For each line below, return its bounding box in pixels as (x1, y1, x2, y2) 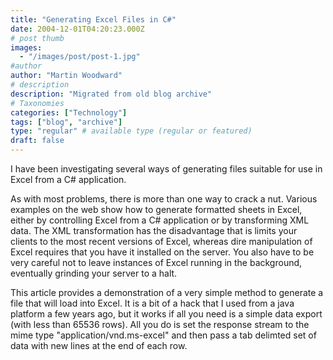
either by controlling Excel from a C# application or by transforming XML (10, 214, 310, 226)
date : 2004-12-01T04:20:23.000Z (10, 24, 145, 34)
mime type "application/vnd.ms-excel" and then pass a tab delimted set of (10, 329, 317, 341)
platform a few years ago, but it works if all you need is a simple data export (10, 308, 323, 320)
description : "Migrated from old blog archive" (10, 89, 213, 99)
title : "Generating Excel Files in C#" (10, 14, 177, 25)
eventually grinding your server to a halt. (10, 267, 178, 279)
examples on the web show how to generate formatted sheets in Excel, (10, 204, 303, 215)
